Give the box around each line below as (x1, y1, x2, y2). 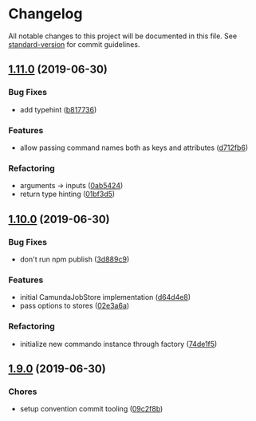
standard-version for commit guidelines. (8, 39, 140, 49)
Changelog (8, 5, 83, 23)
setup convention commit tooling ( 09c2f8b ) (19, 404, 163, 414)
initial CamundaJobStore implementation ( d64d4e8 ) (19, 293, 191, 302)
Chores (8, 386, 37, 397)
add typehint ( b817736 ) (19, 104, 97, 114)
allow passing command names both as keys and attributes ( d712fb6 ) (19, 143, 249, 152)
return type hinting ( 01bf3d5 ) (19, 189, 116, 199)
